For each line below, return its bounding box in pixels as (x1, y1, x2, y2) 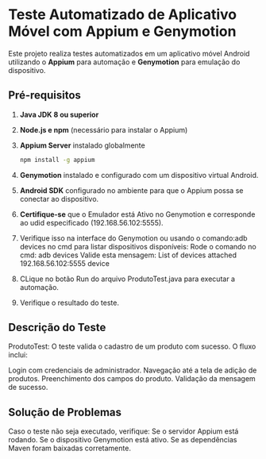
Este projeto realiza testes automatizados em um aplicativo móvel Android (8, 48, 250, 58)
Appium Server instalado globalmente (19, 141, 145, 150)
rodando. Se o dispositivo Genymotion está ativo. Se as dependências (8, 435, 237, 445)
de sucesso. (8, 383, 48, 392)
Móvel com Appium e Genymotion (8, 22, 237, 40)
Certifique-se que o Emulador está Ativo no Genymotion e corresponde (19, 209, 256, 219)
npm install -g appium (19, 156, 95, 164)
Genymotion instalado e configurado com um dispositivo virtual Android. (19, 170, 259, 179)
